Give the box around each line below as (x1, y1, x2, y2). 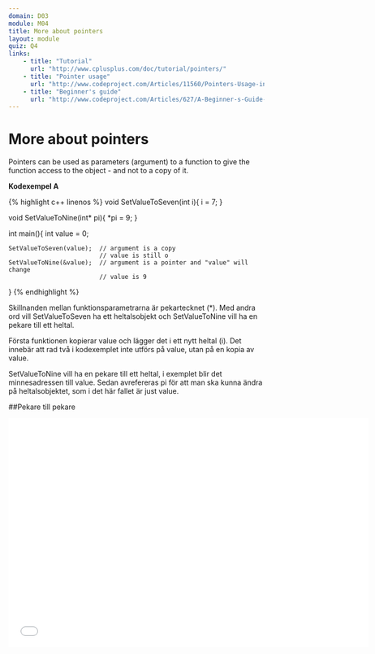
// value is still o (98, 251, 169, 260)
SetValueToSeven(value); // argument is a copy (8, 245, 176, 253)
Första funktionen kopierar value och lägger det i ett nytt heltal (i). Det (8, 336, 242, 346)
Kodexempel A (8, 181, 59, 191)
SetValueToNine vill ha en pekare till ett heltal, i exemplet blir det (8, 369, 222, 379)
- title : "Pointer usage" (23, 72, 111, 81)
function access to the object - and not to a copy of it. (8, 166, 189, 176)
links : (8, 50, 31, 58)
